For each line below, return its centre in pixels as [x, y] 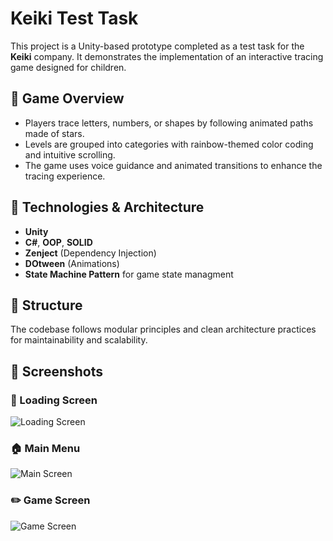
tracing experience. [65, 176]
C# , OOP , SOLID [58, 242]
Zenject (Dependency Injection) [90, 253]
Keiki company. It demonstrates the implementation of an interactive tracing [167, 56]
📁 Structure [46, 305]
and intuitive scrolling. [70, 154]
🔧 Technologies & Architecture [107, 207]
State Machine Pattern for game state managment [129, 274]
